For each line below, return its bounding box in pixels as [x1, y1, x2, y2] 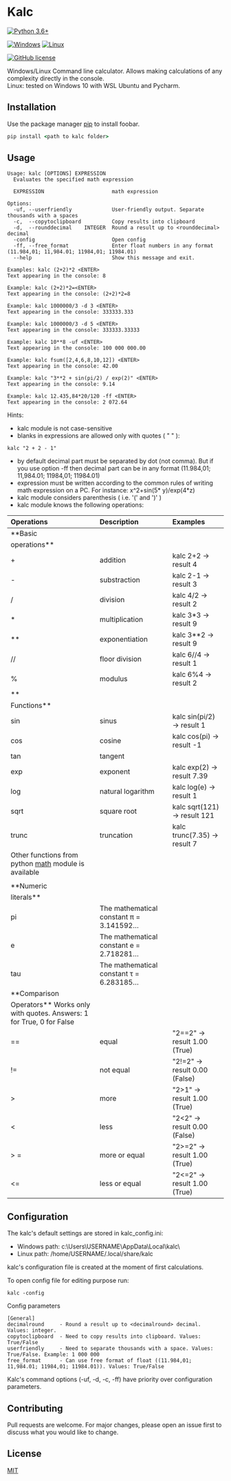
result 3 [172, 579, 197, 589]
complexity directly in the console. [7, 74, 104, 83]
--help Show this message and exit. [13, 255, 195, 261]
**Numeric [10, 881, 47, 891]
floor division [99, 654, 142, 664]
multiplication [99, 615, 143, 625]
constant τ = [99, 969, 140, 979]
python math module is [10, 859, 85, 869]
